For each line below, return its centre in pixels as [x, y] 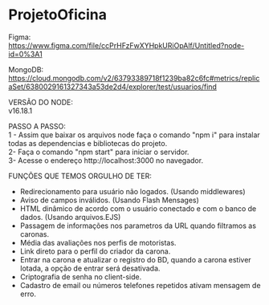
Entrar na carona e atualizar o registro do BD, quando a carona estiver [135, 259]
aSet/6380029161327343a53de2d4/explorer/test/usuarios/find [112, 87]
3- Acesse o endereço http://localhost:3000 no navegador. [106, 160]
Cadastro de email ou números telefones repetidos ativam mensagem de [140, 285]
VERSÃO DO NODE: [41, 102]
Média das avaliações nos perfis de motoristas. [98, 242]
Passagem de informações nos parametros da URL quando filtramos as [138, 226]
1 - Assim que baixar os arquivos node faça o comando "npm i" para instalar [134, 135]
